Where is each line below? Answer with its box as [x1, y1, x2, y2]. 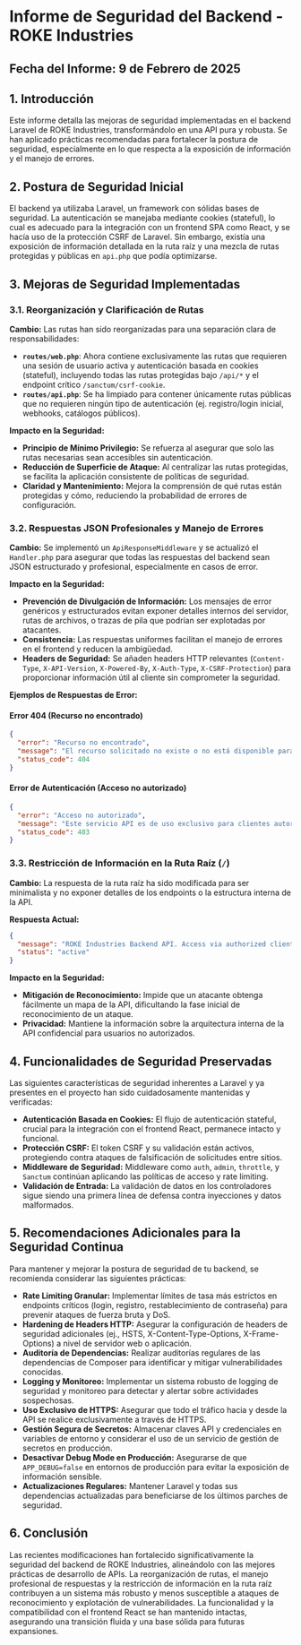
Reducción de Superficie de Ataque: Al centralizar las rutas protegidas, [21, 461, 288, 472]
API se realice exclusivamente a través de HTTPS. [21, 1414, 207, 1425]
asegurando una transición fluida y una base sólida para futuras [9, 1615, 245, 1627]
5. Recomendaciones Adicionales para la [9, 1226, 241, 1241]
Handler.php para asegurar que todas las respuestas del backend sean [9, 552, 271, 563]
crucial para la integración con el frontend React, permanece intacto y [21, 1123, 281, 1134]
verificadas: [9, 1096, 53, 1107]
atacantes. [21, 624, 62, 635]
